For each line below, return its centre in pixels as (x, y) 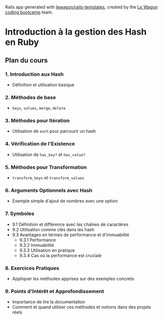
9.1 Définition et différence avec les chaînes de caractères (70, 224)
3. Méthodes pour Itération (37, 120)
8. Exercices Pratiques (32, 268)
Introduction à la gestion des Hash (76, 32)
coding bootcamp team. (29, 12)
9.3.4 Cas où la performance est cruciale (60, 255)
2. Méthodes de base (31, 97)
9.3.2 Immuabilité (37, 245)
